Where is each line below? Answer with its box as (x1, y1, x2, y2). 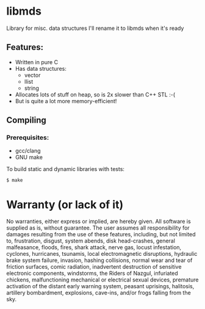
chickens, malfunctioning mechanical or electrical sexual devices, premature (6, 276, 200, 283)
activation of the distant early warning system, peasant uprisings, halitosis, (6, 283, 195, 290)
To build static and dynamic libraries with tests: (6, 165, 125, 173)
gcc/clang (15, 147, 41, 154)
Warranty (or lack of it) (6, 197, 124, 211)
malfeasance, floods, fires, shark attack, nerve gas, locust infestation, (6, 244, 182, 251)
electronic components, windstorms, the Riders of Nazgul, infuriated (6, 270, 178, 277)
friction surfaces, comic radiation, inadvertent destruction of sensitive (6, 263, 182, 271)
